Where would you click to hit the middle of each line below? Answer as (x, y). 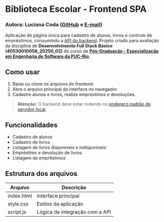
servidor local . (32, 110)
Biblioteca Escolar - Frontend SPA (76, 9)
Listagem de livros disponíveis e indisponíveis (59, 148)
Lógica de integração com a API (74, 212)
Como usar (23, 72)
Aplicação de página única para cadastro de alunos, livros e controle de (79, 35)
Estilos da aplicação (60, 204)
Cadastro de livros (31, 142)
